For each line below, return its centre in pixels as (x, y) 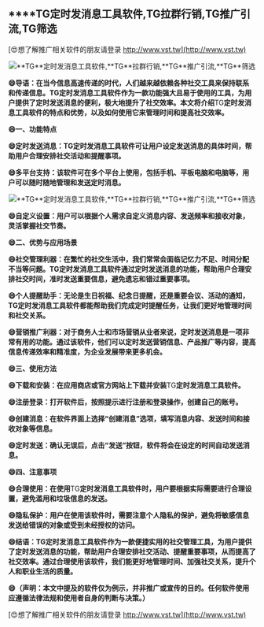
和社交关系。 (29, 315)
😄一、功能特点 (33, 129)
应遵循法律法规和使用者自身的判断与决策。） (79, 598)
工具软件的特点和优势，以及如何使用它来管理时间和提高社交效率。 (121, 112)
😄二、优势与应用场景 (43, 242)
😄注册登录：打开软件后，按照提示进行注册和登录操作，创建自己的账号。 (125, 402)
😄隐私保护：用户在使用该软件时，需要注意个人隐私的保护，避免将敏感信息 (129, 515)
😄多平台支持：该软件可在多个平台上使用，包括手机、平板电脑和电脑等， (125, 173)
